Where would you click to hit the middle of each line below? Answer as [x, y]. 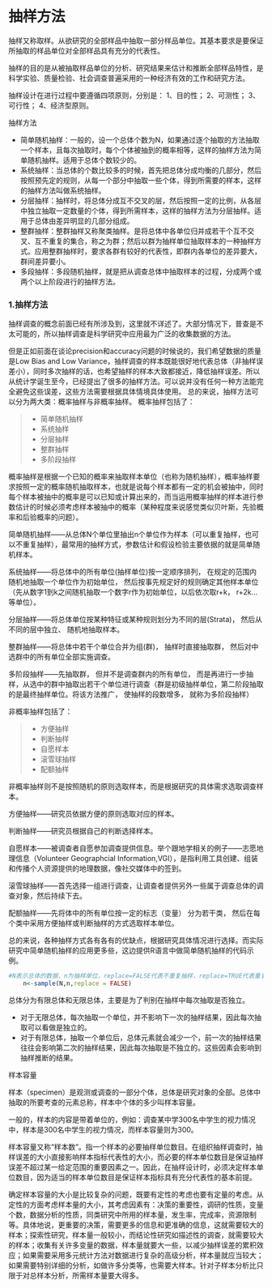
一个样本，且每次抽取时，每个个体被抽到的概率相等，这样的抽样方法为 [137, 150]
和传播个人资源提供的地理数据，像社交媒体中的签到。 [97, 868]
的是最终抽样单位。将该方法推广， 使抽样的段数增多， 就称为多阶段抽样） [131, 694]
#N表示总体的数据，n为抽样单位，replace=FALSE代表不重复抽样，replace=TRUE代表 [132, 976]
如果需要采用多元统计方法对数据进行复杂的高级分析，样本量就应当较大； [143, 1255]
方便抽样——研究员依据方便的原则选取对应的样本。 [93, 814]
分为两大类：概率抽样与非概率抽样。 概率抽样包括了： [105, 402]
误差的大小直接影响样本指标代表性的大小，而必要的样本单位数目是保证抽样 [139, 1157]
